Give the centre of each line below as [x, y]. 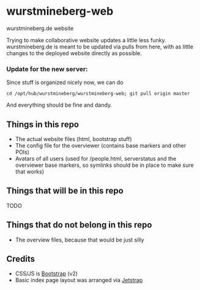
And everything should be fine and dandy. [59, 105]
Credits [21, 259]
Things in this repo [43, 124]
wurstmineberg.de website [40, 28]
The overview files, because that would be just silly [80, 240]
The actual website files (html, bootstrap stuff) [74, 139]
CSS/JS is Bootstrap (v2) [46, 273]
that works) [30, 172]
